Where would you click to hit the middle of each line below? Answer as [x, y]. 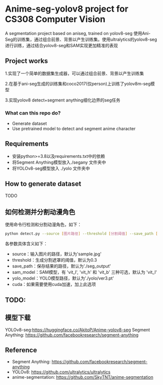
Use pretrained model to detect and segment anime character [74, 129]
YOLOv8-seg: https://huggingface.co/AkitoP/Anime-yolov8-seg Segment [78, 330]
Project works [27, 61]
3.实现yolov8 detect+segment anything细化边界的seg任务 [63, 100]
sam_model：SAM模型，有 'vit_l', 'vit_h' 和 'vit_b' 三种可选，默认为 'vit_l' [84, 272]
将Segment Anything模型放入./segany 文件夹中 [59, 162]
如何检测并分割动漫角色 [40, 212]
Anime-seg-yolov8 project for [67, 9]
